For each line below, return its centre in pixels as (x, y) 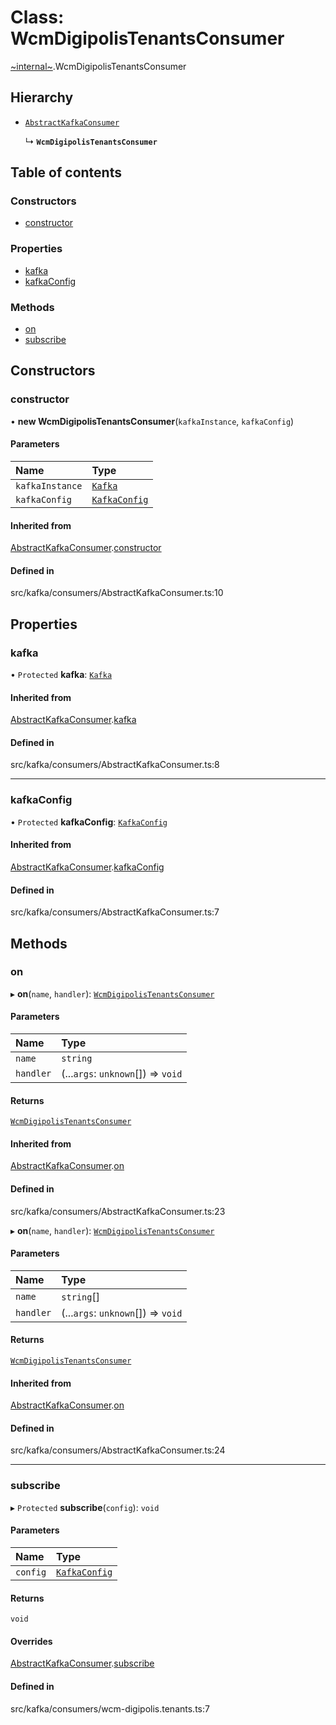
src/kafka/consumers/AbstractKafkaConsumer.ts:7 (115, 912)
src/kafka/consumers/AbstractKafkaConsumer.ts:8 (115, 765)
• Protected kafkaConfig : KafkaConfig (89, 822)
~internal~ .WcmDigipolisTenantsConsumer (98, 66)
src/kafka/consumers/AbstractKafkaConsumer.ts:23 (118, 1211)
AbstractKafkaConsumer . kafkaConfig (87, 867)
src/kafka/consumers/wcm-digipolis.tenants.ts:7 (110, 1708)
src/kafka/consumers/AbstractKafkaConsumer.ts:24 (118, 1450)
